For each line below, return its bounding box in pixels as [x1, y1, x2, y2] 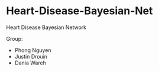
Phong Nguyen [14, 46, 51, 54]
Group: [6, 35, 23, 42]
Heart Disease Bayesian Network [6, 24, 87, 31]
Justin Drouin [14, 53, 48, 60]
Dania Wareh [14, 59, 46, 66]
